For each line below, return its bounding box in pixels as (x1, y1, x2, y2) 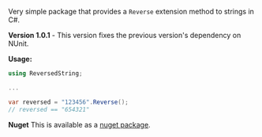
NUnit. (8, 39, 29, 48)
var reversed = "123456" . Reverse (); (8, 98, 129, 106)
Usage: (8, 55, 33, 63)
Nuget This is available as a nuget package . (8, 120, 152, 129)
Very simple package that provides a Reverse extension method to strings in (8, 7, 255, 16)
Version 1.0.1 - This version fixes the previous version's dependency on (8, 31, 241, 40)
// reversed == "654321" (8, 105, 90, 113)
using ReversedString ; (8, 70, 83, 78)
